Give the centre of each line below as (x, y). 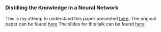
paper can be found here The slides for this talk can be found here (75, 24)
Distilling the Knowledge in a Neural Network (62, 8)
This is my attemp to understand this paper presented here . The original (81, 19)
